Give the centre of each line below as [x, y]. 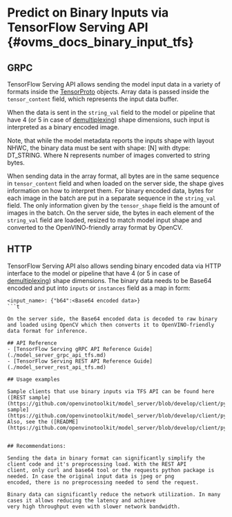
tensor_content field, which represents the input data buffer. [93, 99]
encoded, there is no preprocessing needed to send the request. [103, 482]
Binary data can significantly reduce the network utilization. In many [114, 494]
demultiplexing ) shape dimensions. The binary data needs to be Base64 [109, 280]
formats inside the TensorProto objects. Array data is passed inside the [108, 92]
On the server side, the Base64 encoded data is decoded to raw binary [112, 319]
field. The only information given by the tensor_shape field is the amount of [113, 205]
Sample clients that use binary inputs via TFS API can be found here [111, 391]
